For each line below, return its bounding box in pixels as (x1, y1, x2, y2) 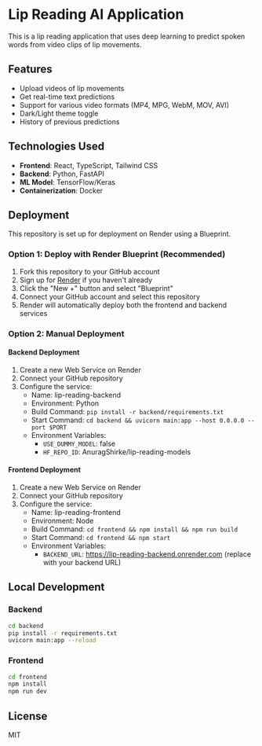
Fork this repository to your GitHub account (19, 266, 160, 276)
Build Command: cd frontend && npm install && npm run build (31, 524, 238, 534)
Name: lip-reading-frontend (31, 508, 121, 516)
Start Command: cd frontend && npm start (31, 533, 171, 542)
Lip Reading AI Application (8, 6, 184, 24)
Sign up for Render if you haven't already (19, 275, 153, 285)
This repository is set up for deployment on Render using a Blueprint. (8, 230, 231, 239)
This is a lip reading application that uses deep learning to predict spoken (8, 31, 246, 41)
